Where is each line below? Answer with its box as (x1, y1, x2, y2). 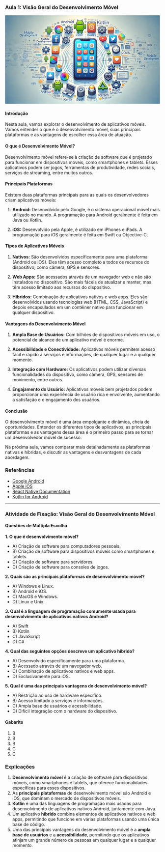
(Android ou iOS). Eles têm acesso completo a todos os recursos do (12, 259, 150, 265)
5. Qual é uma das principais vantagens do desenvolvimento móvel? (5, 682, 147, 689)
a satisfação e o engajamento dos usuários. (12, 397, 101, 403)
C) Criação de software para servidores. (12, 559, 94, 565)
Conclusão (5, 408, 28, 414)
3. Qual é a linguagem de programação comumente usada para (5, 608, 136, 614)
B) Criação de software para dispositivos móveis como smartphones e (12, 548, 155, 554)
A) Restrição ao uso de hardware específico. (12, 692, 103, 698)
